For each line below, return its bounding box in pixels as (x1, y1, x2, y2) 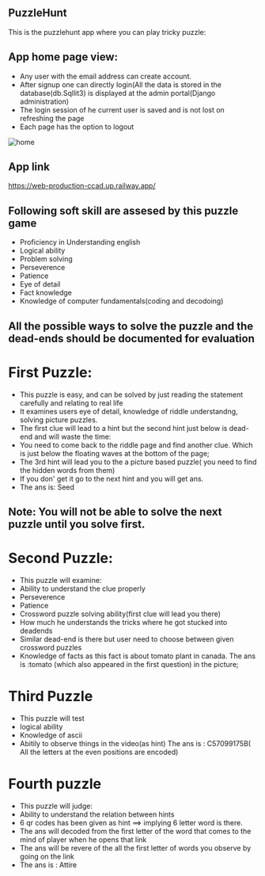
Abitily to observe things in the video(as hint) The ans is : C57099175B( (19, 738, 252, 748)
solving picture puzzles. (19, 415, 98, 425)
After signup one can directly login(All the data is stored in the (19, 79, 222, 90)
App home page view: (8, 51, 119, 64)
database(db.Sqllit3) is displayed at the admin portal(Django (19, 88, 216, 97)
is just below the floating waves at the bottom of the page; (19, 448, 210, 458)
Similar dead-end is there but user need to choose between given (19, 634, 234, 644)
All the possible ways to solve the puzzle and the (8, 319, 254, 333)
